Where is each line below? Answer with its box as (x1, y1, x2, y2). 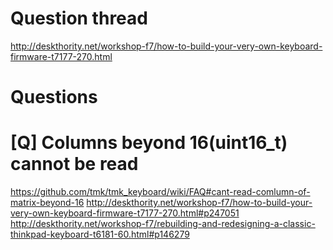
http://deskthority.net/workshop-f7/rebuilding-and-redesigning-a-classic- (10, 218, 316, 230)
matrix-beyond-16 (10, 197, 85, 209)
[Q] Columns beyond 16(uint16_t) (10, 132, 288, 154)
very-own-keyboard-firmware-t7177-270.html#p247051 (10, 207, 240, 219)
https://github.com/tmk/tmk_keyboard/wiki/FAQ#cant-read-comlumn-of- (10, 186, 311, 198)
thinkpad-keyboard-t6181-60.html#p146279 (10, 228, 190, 241)
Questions (10, 86, 98, 109)
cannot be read (10, 153, 139, 176)
